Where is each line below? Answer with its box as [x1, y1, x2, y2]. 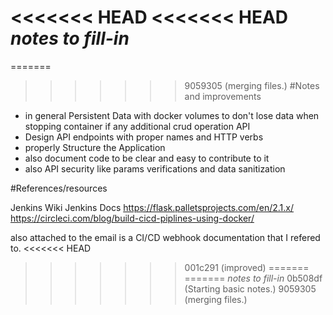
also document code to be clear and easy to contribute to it [24, 152, 270, 164]
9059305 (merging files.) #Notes [184, 79, 320, 91]
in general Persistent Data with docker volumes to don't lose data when [24, 109, 320, 121]
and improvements [184, 90, 262, 102]
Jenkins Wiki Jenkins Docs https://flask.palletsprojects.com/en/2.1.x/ [10, 201, 295, 213]
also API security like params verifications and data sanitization [24, 162, 286, 175]
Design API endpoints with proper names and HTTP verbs [24, 131, 264, 143]
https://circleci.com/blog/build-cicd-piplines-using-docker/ [10, 212, 255, 224]
